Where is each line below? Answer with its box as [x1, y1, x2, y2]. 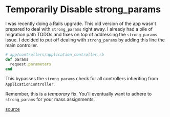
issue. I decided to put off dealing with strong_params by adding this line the [5, 37, 165, 43]
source [5, 106, 20, 112]
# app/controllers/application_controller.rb [5, 52, 104, 57]
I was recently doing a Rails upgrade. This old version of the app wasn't [5, 20, 156, 27]
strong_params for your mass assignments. [5, 96, 95, 103]
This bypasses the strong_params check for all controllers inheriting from [5, 76, 158, 82]
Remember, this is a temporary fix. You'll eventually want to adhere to [5, 91, 152, 97]
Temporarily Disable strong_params [5, 4, 161, 15]
